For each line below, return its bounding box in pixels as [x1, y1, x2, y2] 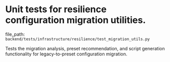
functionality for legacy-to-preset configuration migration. [5, 51, 128, 57]
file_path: [5, 31, 25, 37]
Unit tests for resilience [5, 4, 107, 15]
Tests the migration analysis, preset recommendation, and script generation [5, 45, 165, 51]
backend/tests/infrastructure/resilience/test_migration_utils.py [5, 37, 150, 42]
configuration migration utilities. [5, 14, 146, 26]
